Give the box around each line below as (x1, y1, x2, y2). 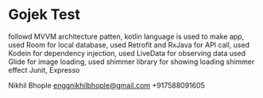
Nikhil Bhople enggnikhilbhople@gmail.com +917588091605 (8, 81, 205, 90)
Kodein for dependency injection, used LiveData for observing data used (8, 48, 246, 58)
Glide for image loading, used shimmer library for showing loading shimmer (8, 57, 255, 66)
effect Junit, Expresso (8, 65, 80, 74)
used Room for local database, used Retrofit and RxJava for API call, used (8, 40, 250, 49)
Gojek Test (8, 6, 81, 24)
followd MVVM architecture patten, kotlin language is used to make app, (8, 32, 245, 41)
